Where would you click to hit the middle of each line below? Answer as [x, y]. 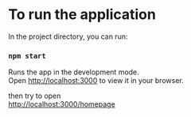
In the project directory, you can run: [68, 36]
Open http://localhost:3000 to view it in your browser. [96, 81]
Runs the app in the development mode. [74, 72]
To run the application [82, 15]
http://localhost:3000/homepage [62, 104]
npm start [27, 56]
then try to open [35, 96]
